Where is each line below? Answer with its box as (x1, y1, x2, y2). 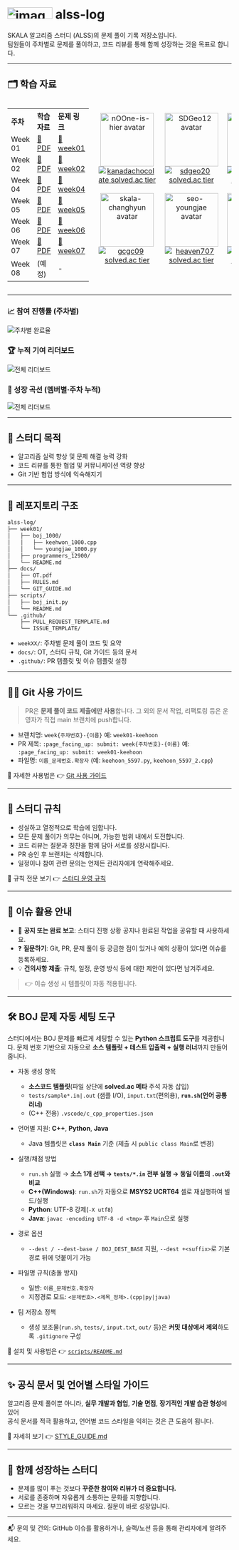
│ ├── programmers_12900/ (7, 552, 91, 559)
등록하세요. (17, 955, 49, 963)
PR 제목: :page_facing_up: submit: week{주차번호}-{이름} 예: (17, 739, 190, 748)
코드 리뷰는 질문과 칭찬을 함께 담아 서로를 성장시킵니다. (17, 841, 170, 849)
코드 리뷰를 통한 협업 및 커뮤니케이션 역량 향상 (17, 461, 145, 470)
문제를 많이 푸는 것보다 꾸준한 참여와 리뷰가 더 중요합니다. (17, 1484, 176, 1493)
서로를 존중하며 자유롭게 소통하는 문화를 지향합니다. (17, 1493, 161, 1502)
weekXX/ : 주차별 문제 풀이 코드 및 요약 (17, 639, 122, 647)
